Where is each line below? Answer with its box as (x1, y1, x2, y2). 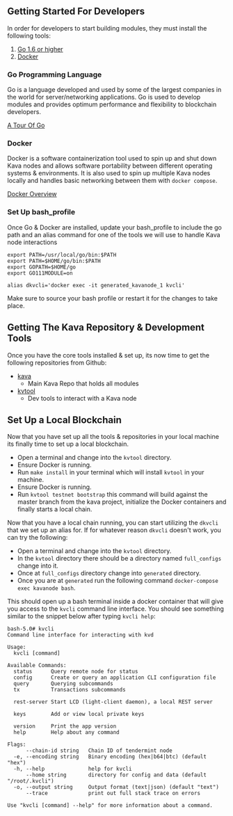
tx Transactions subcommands (13, 687, 127, 694)
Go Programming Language (7, 70, 102, 79)
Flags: (7, 741, 26, 749)
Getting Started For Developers (7, 6, 145, 17)
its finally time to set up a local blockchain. (7, 440, 129, 448)
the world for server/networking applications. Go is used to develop (7, 93, 201, 102)
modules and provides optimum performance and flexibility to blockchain (7, 100, 217, 109)
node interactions (7, 238, 58, 246)
